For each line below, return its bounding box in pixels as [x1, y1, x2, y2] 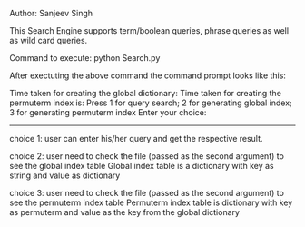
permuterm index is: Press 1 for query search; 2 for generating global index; [9, 97, 292, 108]
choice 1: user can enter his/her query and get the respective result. [9, 133, 263, 143]
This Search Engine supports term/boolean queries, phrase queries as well [9, 25, 289, 35]
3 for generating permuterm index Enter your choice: [9, 107, 207, 117]
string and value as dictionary [9, 170, 121, 181]
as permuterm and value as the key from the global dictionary [9, 207, 241, 217]
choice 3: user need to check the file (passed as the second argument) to [9, 188, 284, 198]
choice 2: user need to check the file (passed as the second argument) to [9, 151, 284, 162]
